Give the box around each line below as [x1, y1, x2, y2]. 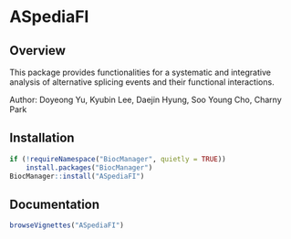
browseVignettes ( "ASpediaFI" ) [9, 221, 125, 230]
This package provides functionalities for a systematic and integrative [9, 67, 272, 78]
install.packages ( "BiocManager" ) [26, 162, 153, 172]
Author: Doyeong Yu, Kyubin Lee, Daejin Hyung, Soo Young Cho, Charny [9, 94, 283, 105]
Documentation [9, 196, 100, 212]
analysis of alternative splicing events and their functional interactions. [9, 77, 275, 88]
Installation [9, 130, 75, 146]
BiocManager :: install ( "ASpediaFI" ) [9, 171, 145, 181]
